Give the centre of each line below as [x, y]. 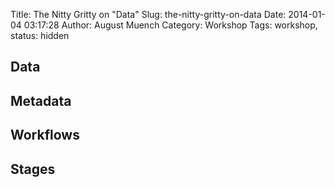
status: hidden [40, 35]
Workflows [45, 135]
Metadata [41, 100]
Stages [33, 169]
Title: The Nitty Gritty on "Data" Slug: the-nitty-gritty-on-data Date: [148, 14]
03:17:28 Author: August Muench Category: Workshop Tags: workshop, [170, 25]
